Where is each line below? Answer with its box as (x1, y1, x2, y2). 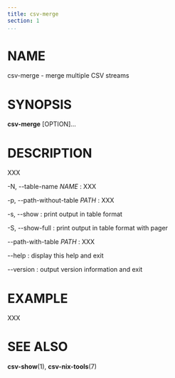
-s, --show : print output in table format (7, 210, 123, 218)
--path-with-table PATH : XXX (7, 237, 95, 246)
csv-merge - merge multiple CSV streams (7, 71, 129, 80)
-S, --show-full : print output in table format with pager (7, 224, 169, 233)
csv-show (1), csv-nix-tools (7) (7, 362, 97, 371)
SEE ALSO (7, 339, 68, 355)
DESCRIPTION (7, 145, 92, 161)
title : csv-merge (7, 10, 59, 18)
